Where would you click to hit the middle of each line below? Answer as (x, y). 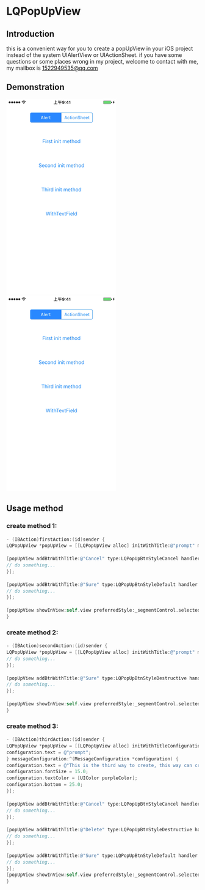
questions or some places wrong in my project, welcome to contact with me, (102, 61)
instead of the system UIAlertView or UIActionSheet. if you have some (94, 55)
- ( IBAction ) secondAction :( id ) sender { (57, 646)
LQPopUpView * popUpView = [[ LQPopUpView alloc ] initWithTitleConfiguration (105, 746)
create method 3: (32, 726)
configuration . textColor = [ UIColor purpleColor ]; (72, 778)
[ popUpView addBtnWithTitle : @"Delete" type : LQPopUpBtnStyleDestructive (99, 830)
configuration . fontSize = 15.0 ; (47, 772)
